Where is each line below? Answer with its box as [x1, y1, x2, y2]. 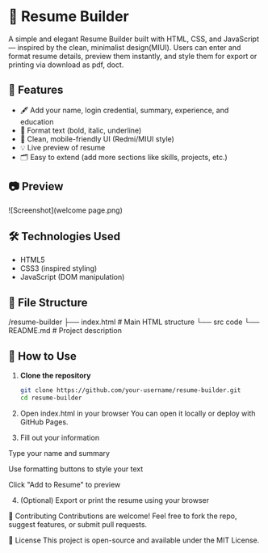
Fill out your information [19, 433, 99, 442]
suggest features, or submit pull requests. [8, 519, 148, 529]
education [19, 116, 54, 126]
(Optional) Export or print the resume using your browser [19, 495, 210, 504]
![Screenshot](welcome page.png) [8, 205, 124, 215]
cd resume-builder [19, 394, 82, 402]
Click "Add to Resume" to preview [8, 479, 121, 489]
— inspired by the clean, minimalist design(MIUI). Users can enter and [8, 42, 241, 52]
